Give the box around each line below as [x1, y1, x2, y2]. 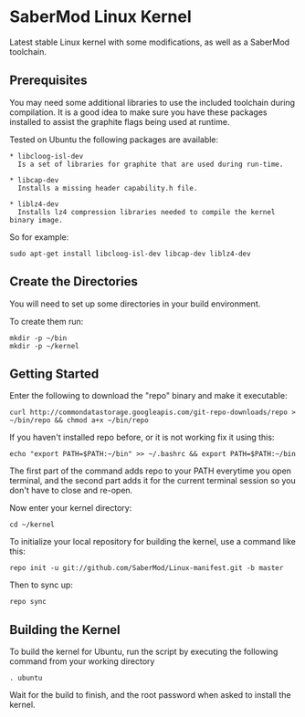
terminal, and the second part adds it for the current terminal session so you [9, 475, 296, 486]
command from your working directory [9, 656, 155, 667]
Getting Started [9, 366, 100, 381]
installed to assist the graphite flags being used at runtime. [9, 116, 230, 127]
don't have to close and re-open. [9, 485, 133, 496]
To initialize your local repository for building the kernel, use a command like [9, 536, 297, 547]
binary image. [9, 215, 64, 224]
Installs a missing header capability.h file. [17, 183, 198, 192]
